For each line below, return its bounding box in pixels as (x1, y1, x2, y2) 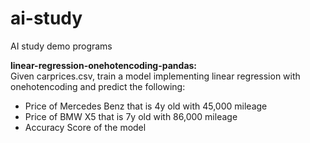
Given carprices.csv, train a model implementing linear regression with (10, 70, 301, 82)
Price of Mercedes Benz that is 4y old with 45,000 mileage (24, 100, 268, 112)
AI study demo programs (10, 40, 113, 52)
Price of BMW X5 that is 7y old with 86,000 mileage (24, 110, 238, 122)
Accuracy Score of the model (24, 121, 147, 133)
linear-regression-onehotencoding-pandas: (10, 59, 198, 71)
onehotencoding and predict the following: (10, 80, 186, 92)
